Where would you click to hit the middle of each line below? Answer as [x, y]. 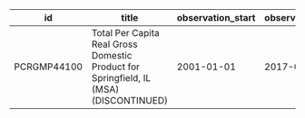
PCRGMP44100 [49, 67]
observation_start [216, 18]
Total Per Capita [126, 33]
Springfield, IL [121, 78]
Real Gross [114, 44]
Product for [116, 67]
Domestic [112, 55]
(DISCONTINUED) [130, 100]
